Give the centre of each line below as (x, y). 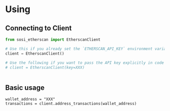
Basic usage (25, 87)
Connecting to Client (38, 28)
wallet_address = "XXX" (30, 99)
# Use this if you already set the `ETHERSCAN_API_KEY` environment (79, 49)
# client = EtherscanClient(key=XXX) (45, 67)
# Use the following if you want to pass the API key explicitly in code (85, 63)
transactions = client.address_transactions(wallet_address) (71, 104)
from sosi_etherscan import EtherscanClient (53, 40)
